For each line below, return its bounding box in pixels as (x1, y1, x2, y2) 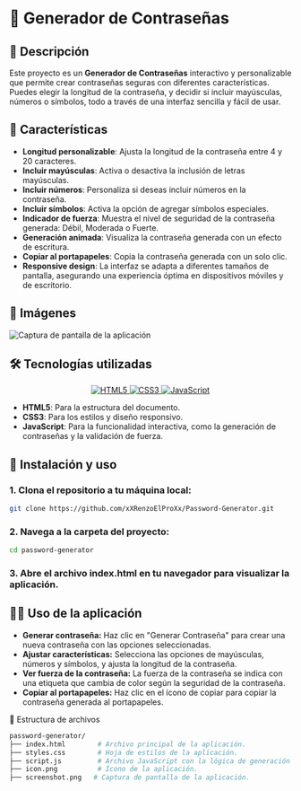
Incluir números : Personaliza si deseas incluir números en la (21, 184, 246, 195)
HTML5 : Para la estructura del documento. (21, 402, 181, 413)
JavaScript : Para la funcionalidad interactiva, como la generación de (21, 421, 276, 432)
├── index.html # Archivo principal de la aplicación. (9, 740, 246, 749)
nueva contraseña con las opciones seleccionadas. (21, 639, 212, 650)
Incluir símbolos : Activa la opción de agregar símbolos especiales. (21, 203, 270, 214)
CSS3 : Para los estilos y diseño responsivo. (21, 412, 184, 423)
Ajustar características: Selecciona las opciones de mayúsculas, (21, 648, 264, 659)
